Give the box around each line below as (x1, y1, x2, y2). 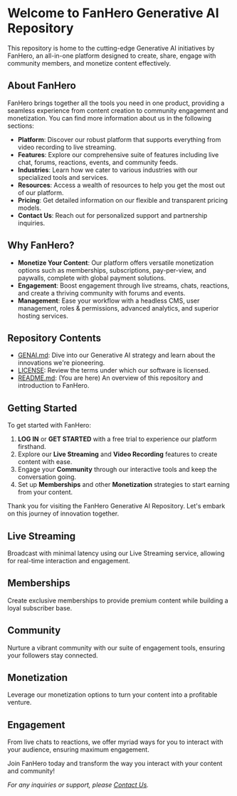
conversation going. (17, 473, 77, 481)
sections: (7, 121, 34, 130)
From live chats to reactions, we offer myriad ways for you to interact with (7, 737, 223, 747)
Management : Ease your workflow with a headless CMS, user (17, 296, 200, 305)
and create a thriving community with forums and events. (17, 288, 186, 297)
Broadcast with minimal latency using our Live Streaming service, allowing (7, 549, 226, 558)
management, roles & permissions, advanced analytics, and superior (17, 303, 219, 312)
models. (17, 203, 42, 212)
